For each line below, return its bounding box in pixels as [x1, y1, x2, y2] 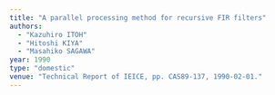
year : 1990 [9, 55, 51, 64]
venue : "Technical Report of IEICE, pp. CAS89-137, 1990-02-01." [9, 72, 262, 81]
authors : [9, 22, 43, 31]
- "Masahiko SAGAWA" [17, 47, 96, 56]
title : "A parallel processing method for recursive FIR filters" [9, 13, 267, 23]
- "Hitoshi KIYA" [17, 38, 84, 48]
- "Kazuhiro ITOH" [17, 30, 88, 39]
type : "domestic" [9, 64, 76, 73]
